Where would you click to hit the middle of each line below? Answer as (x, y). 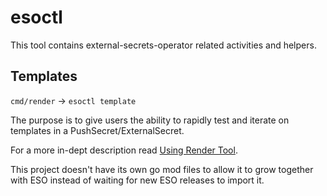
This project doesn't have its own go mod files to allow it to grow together (162, 169)
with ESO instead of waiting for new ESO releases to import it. (137, 180)
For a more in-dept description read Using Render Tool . (124, 150)
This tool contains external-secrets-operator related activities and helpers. (163, 45)
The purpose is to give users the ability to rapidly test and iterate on (150, 120)
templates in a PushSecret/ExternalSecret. (97, 130)
